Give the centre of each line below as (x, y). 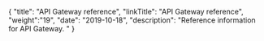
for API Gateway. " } (42, 29)
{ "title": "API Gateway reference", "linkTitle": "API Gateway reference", (126, 12)
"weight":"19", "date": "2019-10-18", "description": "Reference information (132, 20)
